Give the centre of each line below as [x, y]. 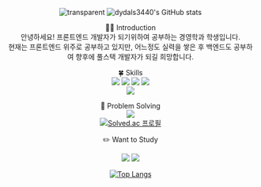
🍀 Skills [130, 73]
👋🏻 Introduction [130, 27]
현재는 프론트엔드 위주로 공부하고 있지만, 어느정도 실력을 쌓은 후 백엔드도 [120, 47]
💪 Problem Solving [130, 106]
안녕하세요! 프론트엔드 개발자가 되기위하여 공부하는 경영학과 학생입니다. [130, 37]
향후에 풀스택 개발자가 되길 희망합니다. [134, 57]
